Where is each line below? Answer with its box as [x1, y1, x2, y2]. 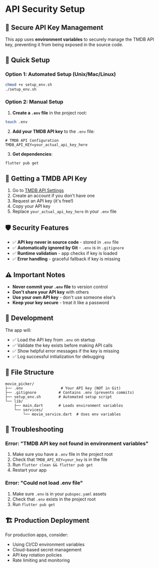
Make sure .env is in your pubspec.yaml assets [12, 491, 107, 497]
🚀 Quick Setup [5, 56, 50, 64]
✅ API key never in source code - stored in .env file [12, 239, 119, 245]
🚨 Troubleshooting [5, 425, 64, 434]
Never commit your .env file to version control [12, 284, 108, 290]
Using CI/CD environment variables [12, 542, 85, 548]
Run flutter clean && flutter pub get [12, 462, 93, 468]
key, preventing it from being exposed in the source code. [5, 42, 123, 48]
